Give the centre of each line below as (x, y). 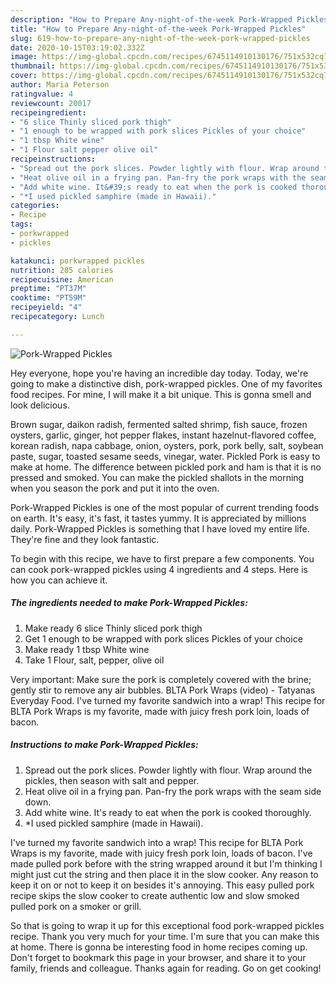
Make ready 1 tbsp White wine (87, 649)
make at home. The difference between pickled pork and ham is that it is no (166, 467)
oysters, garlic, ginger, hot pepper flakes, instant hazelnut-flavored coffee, (163, 435)
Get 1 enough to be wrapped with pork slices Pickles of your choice (163, 638)
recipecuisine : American (62, 279)
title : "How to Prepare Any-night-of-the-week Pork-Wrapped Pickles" (158, 29)
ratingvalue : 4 (42, 94)
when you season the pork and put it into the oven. (115, 488)
